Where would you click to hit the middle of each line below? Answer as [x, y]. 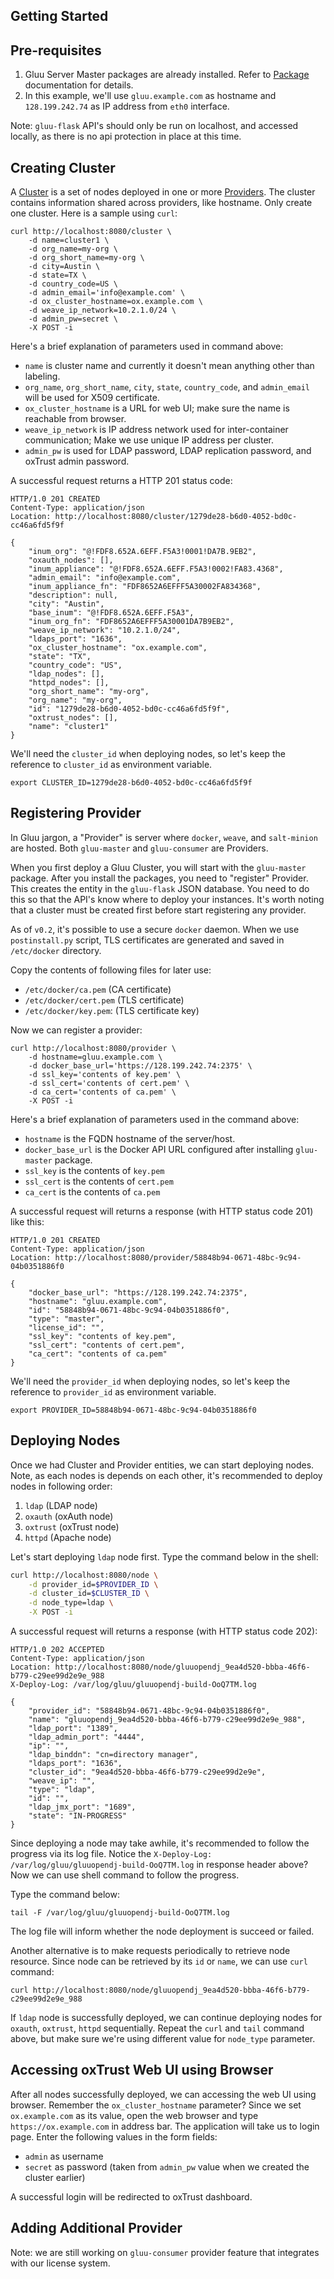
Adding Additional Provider [96, 2228]
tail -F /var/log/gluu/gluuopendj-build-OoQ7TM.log [120, 1913]
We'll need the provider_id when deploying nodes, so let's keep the [150, 1381]
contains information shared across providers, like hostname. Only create [161, 203]
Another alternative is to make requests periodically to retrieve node [150, 1951]
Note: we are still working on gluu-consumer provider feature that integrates [165, 2252]
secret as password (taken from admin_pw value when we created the [167, 2166]
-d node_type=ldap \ [71, 1603]
